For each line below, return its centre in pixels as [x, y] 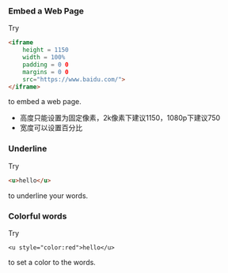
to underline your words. [48, 196]
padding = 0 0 [46, 65]
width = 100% [44, 58]
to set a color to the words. [52, 262]
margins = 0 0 [46, 72]
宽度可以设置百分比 [51, 128]
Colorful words [38, 216]
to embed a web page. [45, 102]
